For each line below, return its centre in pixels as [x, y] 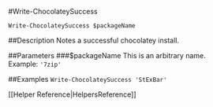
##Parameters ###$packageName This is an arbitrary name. [107, 55]
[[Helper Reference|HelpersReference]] [72, 94]
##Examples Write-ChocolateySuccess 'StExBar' [88, 79]
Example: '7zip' [35, 64]
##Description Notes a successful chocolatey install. [94, 40]
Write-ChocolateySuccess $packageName [72, 26]
